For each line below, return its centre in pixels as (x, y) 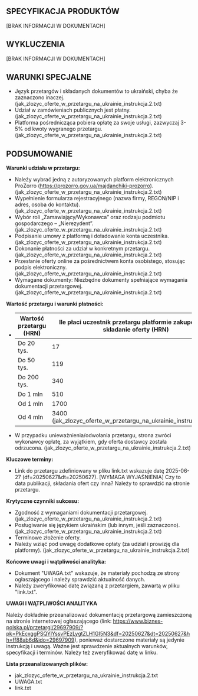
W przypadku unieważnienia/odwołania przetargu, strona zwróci (93, 435)
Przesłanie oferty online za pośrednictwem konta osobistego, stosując (100, 261)
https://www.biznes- (138, 621)
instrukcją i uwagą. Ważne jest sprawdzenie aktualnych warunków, (87, 646)
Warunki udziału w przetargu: (43, 168)
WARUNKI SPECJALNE (49, 77)
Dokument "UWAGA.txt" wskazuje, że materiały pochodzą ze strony (97, 573)
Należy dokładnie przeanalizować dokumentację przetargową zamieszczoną (99, 615)
